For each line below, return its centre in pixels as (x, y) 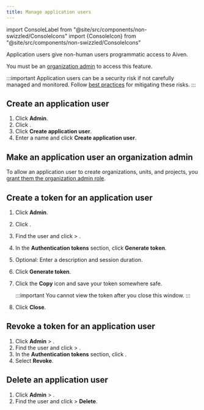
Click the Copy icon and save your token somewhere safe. (89, 284)
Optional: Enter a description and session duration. (79, 260)
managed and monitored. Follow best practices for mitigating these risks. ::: (101, 84)
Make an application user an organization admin (100, 157)
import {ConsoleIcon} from (102, 36)
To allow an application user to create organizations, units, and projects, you (102, 172)
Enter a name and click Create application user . (76, 138)
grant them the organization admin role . (56, 179)
